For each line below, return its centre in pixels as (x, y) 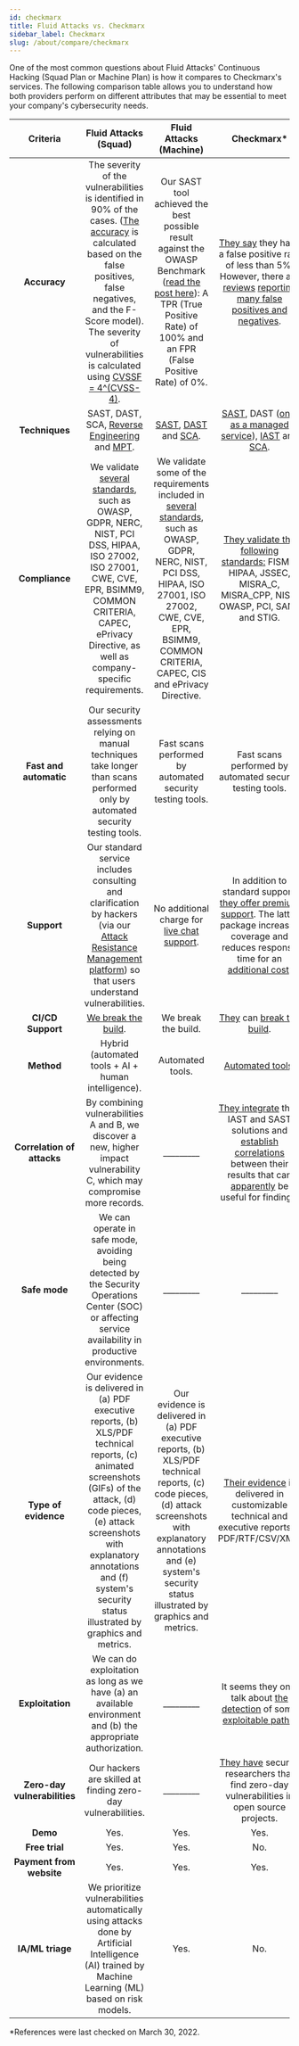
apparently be (259, 1186)
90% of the (114, 210)
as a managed (259, 425)
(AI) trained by (114, 1966)
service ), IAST (251, 436)
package (238, 926)
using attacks (114, 1921)
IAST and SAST (259, 1119)
